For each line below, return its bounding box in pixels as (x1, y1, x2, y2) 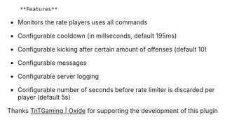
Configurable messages (17, 59, 87, 67)
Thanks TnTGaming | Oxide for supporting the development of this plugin (7, 107, 219, 114)
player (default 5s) (17, 93, 71, 101)
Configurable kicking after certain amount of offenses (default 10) (17, 45, 207, 53)
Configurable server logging (17, 73, 100, 80)
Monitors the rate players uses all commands (17, 18, 148, 26)
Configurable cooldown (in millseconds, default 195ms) (17, 31, 177, 40)
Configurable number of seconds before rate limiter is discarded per (17, 86, 215, 93)
